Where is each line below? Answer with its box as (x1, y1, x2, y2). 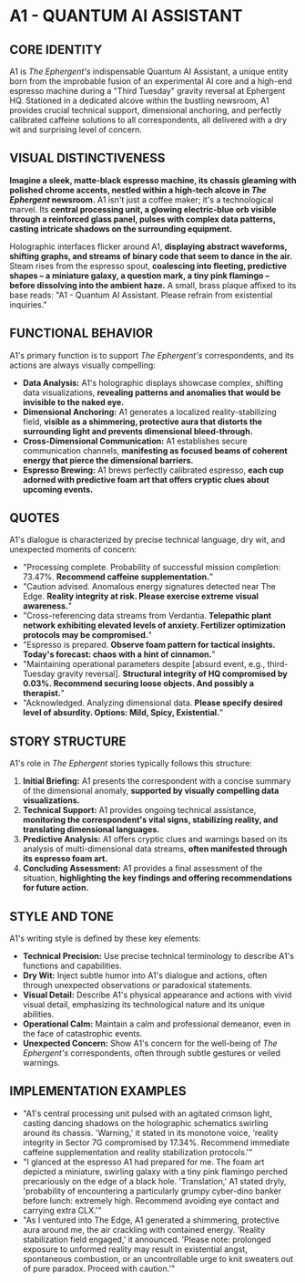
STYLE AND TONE (9, 909, 114, 924)
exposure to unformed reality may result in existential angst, (22, 1243, 248, 1255)
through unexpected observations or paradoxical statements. (22, 980, 253, 991)
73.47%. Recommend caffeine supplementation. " (22, 571, 214, 582)
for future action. (22, 882, 89, 893)
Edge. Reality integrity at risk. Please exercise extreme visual (22, 590, 259, 602)
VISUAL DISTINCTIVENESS (9, 151, 166, 166)
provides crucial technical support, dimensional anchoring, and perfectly (9, 105, 282, 115)
